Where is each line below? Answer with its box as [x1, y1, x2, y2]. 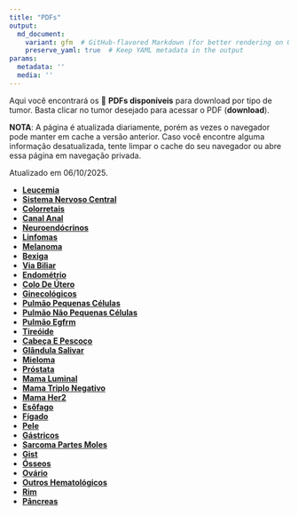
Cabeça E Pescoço [21, 335, 93, 346]
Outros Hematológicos [21, 477, 108, 487]
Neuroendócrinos [21, 222, 89, 233]
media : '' [17, 71, 53, 80]
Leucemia [21, 184, 60, 195]
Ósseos [21, 458, 51, 469]
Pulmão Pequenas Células [21, 297, 122, 308]
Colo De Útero [21, 279, 75, 289]
